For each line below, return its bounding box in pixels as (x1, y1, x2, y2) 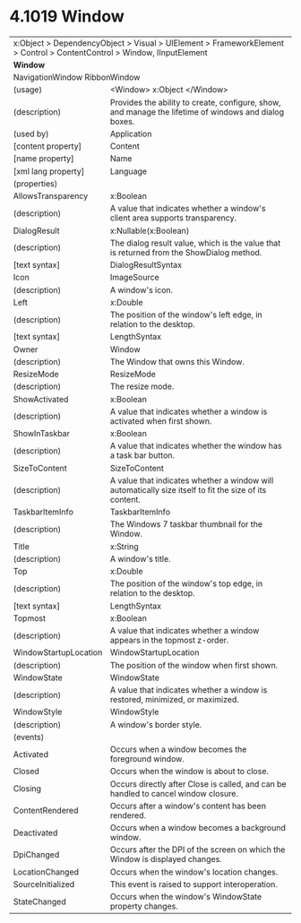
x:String (109, 540, 139, 552)
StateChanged (13, 896, 67, 907)
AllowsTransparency (13, 191, 89, 202)
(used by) (13, 128, 49, 139)
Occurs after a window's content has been (109, 800, 267, 811)
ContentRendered (13, 805, 79, 816)
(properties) (13, 177, 58, 189)
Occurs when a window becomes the (109, 744, 247, 755)
